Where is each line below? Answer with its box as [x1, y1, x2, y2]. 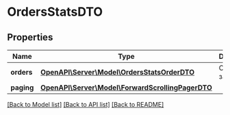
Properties [7, 31, 53, 43]
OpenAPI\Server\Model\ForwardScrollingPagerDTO [40, 83, 212, 92]
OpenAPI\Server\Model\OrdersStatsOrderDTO [40, 68, 195, 77]
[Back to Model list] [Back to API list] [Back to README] [7, 101, 164, 108]
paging [10, 83, 34, 92]
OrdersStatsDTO [7, 4, 103, 20]
